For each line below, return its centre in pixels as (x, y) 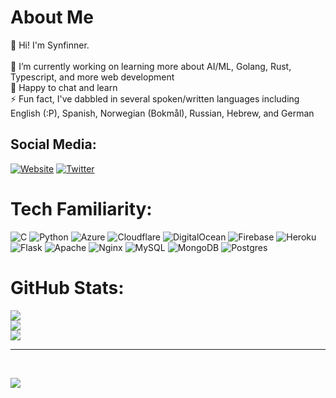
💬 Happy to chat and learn (64, 87)
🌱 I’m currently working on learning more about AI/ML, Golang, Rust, (151, 66)
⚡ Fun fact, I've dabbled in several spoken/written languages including (155, 98)
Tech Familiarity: (81, 208)
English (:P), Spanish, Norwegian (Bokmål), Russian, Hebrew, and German (162, 113)
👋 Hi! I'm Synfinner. (50, 45)
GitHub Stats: (67, 287)
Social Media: (53, 144)
